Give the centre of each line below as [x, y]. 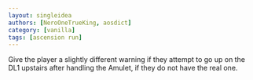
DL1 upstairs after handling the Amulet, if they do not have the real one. [123, 68]
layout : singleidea [40, 15]
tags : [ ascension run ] [45, 37]
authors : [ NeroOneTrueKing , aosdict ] [70, 23]
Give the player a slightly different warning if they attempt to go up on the [127, 60]
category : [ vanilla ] [42, 30]
